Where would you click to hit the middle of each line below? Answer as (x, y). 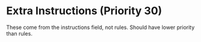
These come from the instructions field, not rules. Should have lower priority (100, 27)
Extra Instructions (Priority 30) (84, 11)
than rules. (19, 33)
